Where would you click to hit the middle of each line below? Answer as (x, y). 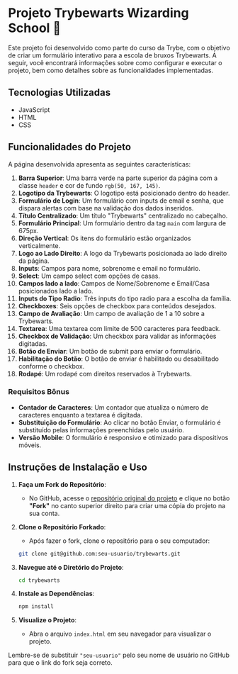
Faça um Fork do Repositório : (62, 484)
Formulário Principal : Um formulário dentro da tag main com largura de (122, 223)
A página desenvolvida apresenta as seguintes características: (100, 164)
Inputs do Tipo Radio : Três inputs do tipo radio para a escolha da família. (125, 298)
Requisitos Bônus (39, 392)
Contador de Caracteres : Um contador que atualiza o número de (113, 407)
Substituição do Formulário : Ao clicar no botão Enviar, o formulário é (120, 422)
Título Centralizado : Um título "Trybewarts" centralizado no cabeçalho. (123, 215)
